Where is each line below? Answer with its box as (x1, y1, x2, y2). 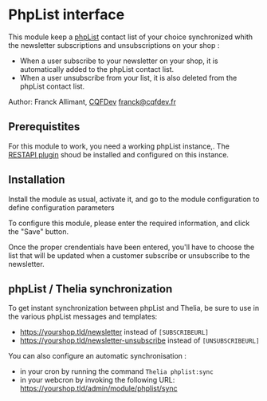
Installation (8, 173, 65, 187)
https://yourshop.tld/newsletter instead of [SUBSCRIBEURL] (19, 328, 210, 337)
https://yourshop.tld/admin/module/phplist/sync (19, 383, 178, 393)
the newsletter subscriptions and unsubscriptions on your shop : (8, 40, 220, 50)
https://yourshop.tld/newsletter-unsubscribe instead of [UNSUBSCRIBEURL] (19, 335, 260, 345)
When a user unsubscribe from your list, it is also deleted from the (19, 73, 238, 82)
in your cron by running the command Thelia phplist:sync (19, 367, 214, 376)
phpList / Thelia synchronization (8, 282, 173, 296)
